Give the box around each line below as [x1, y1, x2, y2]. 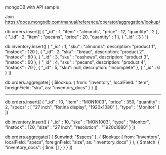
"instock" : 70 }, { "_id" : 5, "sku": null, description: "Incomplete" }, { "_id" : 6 [5, 64, 160, 70]
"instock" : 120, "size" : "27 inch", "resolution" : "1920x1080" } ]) [5, 124, 136, 130]
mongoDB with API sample [5, 4, 59, 10]
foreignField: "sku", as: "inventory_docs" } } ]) [5, 85, 98, 91]
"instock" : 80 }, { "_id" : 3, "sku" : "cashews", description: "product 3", [5, 54, 150, 60]
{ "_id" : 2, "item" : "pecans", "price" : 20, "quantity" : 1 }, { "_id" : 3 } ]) [5, 34, 149, 40]
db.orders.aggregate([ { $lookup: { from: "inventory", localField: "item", [5, 79, 150, 85]
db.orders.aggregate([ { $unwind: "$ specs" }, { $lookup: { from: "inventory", [5, 134, 161, 140]
